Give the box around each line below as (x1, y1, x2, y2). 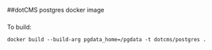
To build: (7, 23, 32, 31)
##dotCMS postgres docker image (7, 6, 105, 14)
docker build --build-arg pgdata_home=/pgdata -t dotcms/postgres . (7, 36, 207, 43)
